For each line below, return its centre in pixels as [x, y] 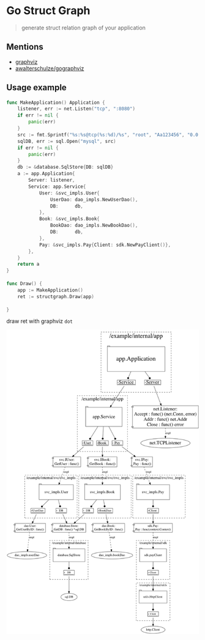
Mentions [25, 47]
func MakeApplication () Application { [56, 102]
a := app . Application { [46, 174]
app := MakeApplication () [50, 290]
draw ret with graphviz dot [40, 321]
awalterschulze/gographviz [50, 68]
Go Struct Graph [48, 11]
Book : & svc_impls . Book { [69, 219]
